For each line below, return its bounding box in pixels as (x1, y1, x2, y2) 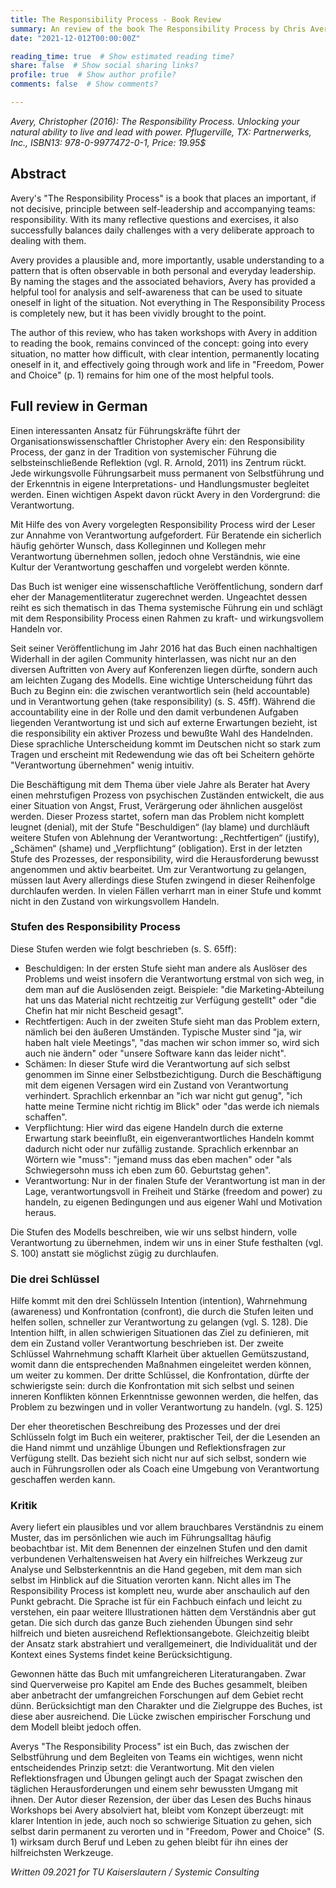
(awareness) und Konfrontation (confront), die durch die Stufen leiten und (10, 1306, 314, 1318)
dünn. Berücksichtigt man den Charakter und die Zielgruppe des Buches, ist (10, 1700, 323, 1712)
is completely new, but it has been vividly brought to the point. (10, 307, 267, 319)
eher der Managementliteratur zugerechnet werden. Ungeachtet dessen (10, 591, 308, 603)
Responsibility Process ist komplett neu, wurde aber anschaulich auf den (10, 1585, 310, 1597)
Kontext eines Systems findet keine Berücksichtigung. (10, 1649, 233, 1661)
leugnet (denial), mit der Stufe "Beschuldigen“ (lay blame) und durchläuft (10, 821, 310, 833)
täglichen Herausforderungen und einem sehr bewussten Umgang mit (10, 1783, 298, 1795)
